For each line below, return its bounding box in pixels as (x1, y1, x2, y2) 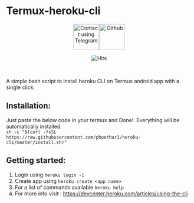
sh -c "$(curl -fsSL (6, 129, 57, 135)
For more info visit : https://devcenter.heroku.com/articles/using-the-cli (14, 190, 188, 197)
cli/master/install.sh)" (6, 139, 67, 145)
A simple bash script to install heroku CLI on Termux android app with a (6, 77, 180, 84)
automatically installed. (6, 123, 62, 130)
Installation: (6, 101, 51, 111)
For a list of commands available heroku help (14, 184, 124, 191)
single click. (6, 84, 35, 91)
